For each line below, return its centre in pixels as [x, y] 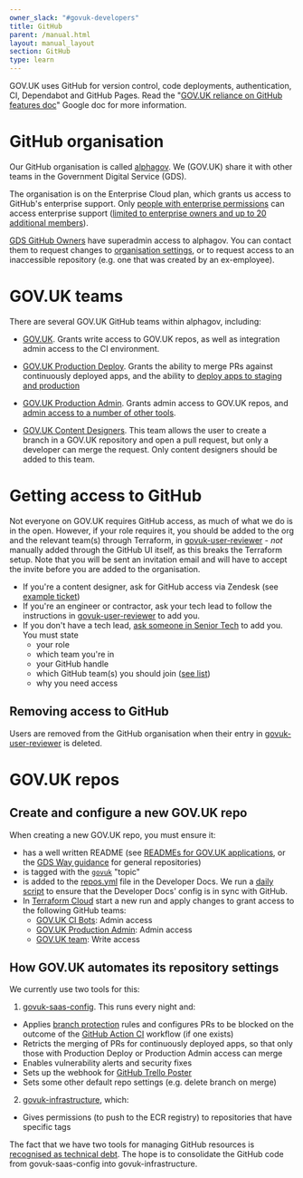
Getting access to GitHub [105, 496]
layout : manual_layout [52, 43]
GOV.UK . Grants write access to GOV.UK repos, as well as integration [151, 339]
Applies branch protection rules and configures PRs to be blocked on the [158, 1025]
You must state [50, 635]
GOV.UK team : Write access [88, 939]
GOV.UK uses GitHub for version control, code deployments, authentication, [151, 86]
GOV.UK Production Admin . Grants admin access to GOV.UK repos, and [155, 403]
